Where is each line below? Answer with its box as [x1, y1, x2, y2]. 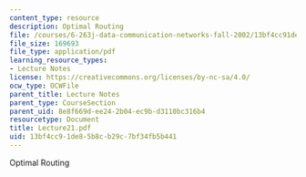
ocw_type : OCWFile [9, 81, 79, 90]
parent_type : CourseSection [9, 98, 117, 108]
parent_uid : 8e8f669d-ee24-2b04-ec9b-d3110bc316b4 [9, 107, 206, 116]
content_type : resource [9, 13, 100, 23]
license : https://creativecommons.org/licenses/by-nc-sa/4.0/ [9, 73, 250, 82]
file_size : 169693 [9, 38, 79, 48]
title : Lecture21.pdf [9, 124, 92, 133]
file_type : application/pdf [9, 47, 117, 57]
